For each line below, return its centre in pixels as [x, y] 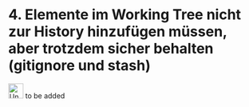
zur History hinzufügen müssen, [118, 32]
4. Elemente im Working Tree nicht [125, 15]
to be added [45, 95]
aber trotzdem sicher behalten [111, 49]
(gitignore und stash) [79, 66]
